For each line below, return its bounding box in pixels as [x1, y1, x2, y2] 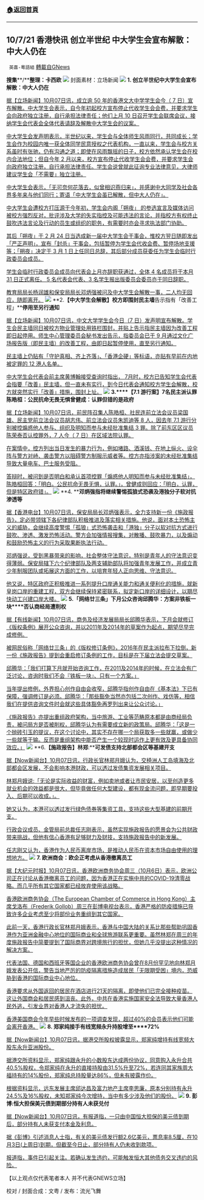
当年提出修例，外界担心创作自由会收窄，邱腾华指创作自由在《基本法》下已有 [6, 685, 198, 692]
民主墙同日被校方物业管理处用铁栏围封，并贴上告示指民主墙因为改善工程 [16, 325, 198, 332]
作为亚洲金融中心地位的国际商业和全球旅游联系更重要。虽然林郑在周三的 [11, 931, 192, 938]
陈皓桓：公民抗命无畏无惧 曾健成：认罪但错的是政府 [6, 396, 134, 403]
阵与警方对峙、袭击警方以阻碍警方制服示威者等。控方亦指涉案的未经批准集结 [6, 452, 198, 460]
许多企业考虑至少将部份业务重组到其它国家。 [11, 910, 123, 918]
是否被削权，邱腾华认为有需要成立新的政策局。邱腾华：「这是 [38, 721, 190, 728]
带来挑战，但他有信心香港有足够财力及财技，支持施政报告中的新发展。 [6, 833, 182, 841]
